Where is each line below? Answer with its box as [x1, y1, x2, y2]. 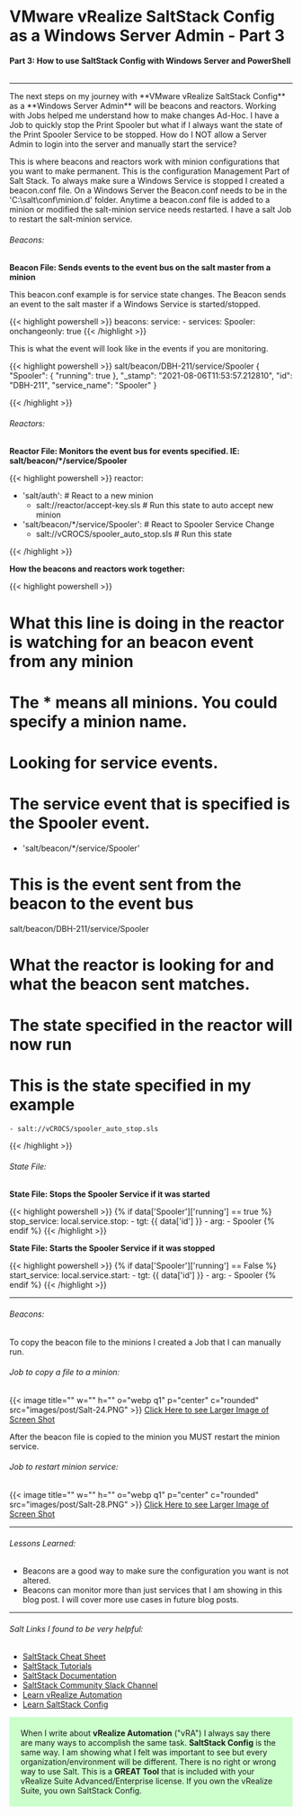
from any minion [9, 651, 134, 671]
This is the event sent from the [9, 874, 242, 895]
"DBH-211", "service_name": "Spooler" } [9, 380, 157, 391]
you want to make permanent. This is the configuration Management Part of [9, 165, 290, 177]
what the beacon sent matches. [9, 973, 251, 994]
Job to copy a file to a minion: [9, 1367, 120, 1378]
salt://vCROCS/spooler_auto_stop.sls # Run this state [35, 529, 232, 540]
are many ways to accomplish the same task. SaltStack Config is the [21, 1738, 276, 1748]
